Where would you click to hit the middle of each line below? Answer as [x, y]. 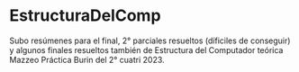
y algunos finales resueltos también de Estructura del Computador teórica [146, 49]
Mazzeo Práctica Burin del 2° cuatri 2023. [87, 59]
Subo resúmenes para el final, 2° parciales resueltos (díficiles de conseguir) [150, 40]
